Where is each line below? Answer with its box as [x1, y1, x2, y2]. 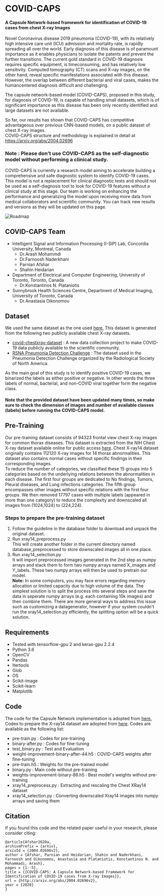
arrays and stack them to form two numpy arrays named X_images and [12, 562, 156, 568]
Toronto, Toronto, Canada [12, 277, 65, 283]
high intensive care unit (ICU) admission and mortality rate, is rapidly [5, 41, 143, 47]
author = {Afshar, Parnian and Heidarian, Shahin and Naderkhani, [5, 852, 143, 858]
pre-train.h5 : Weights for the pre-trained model [12, 761, 109, 767]
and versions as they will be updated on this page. [5, 204, 107, 210]
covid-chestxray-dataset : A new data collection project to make [12, 340, 142, 346]
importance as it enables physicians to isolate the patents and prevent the [5, 51, 154, 57]
